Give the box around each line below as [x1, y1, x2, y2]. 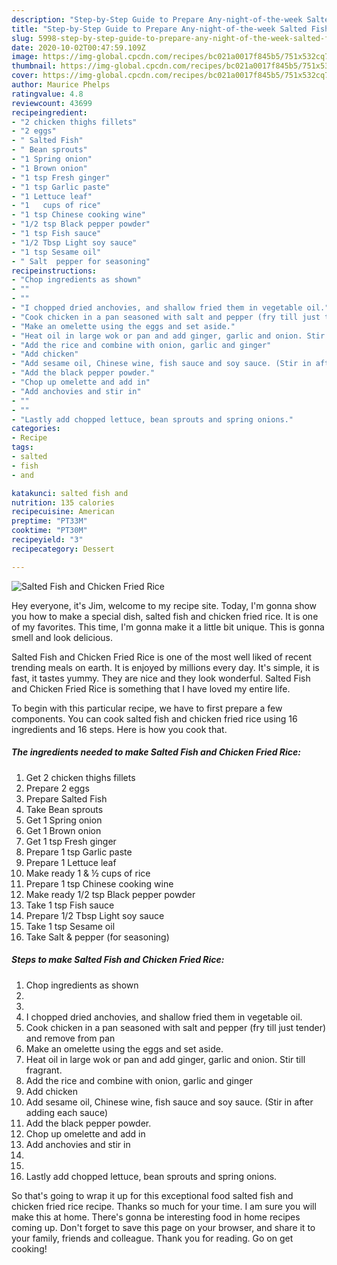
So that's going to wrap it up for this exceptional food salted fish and [11, 1189, 294, 1201]
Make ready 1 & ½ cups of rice [25, 867, 151, 879]
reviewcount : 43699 [11, 98, 93, 108]
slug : [11, 33, 34, 43]
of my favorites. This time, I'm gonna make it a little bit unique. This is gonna [11, 621, 325, 633]
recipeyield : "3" [11, 535, 84, 545]
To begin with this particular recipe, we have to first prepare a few [11, 702, 283, 714]
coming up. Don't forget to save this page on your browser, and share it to [11, 1221, 316, 1233]
